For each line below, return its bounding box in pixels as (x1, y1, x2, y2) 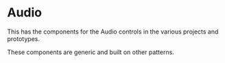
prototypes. (7, 34, 40, 42)
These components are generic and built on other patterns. (7, 48, 175, 56)
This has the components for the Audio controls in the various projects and (7, 27, 219, 36)
